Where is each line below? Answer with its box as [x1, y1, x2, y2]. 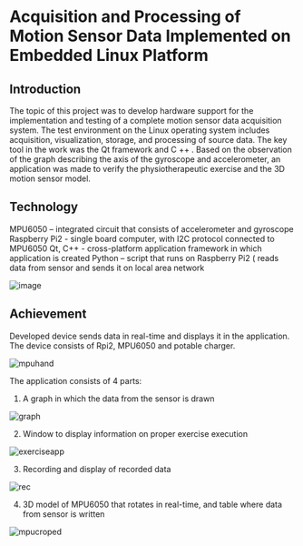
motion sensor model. [9, 173, 91, 184]
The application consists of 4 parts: [9, 375, 142, 386]
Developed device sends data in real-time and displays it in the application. [9, 330, 290, 341]
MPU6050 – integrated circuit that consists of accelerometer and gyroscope [9, 223, 294, 234]
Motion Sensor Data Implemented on [9, 25, 291, 46]
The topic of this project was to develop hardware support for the [9, 106, 254, 116]
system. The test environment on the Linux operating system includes [9, 125, 270, 136]
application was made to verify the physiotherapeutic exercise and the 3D [9, 164, 286, 174]
